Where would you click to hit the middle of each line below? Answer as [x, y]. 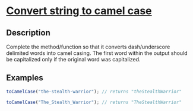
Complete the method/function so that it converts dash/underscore [88, 47]
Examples [25, 78]
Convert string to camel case [79, 11]
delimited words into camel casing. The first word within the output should [97, 53]
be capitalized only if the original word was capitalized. [73, 59]
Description [28, 33]
